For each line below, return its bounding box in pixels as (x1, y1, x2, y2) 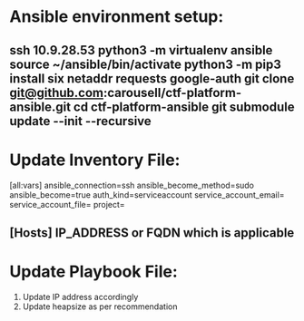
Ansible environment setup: (9, 6, 224, 27)
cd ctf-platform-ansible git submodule (73, 99, 295, 114)
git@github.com (9, 84, 104, 101)
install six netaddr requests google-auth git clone (9, 71, 295, 86)
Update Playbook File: (9, 261, 179, 282)
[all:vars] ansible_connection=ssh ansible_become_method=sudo (9, 180, 255, 190)
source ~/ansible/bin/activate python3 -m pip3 (9, 56, 281, 72)
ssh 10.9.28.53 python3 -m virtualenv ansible (9, 43, 273, 58)
